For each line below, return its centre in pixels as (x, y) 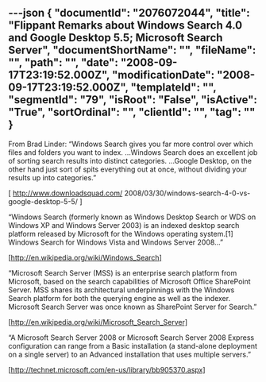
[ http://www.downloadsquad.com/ (66, 193)
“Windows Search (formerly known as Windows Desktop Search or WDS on (132, 217)
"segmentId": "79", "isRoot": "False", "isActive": (133, 100)
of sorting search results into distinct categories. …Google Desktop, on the (130, 160)
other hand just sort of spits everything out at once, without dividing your (128, 169)
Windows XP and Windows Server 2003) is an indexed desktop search (124, 225)
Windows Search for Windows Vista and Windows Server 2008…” (116, 242)
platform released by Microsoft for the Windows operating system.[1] (121, 233)
